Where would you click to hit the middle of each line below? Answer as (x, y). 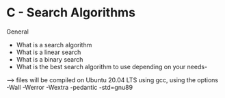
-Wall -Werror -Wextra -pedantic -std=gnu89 (70, 87)
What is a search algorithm (54, 45)
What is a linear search (49, 52)
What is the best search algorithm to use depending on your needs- (112, 66)
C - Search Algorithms (71, 13)
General (17, 32)
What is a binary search (50, 59)
